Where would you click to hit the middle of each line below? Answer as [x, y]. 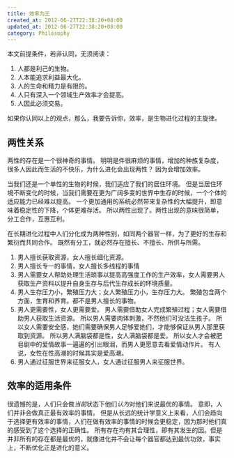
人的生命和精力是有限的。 [54, 86]
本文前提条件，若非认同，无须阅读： [59, 54]
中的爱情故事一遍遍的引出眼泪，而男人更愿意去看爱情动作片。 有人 [125, 344]
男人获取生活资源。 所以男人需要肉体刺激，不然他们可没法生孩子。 [119, 319]
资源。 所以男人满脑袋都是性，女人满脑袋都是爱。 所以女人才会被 [123, 336]
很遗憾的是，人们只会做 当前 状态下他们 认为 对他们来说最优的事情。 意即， [112, 404]
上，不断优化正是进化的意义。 [50, 448]
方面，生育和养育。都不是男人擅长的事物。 [78, 301]
